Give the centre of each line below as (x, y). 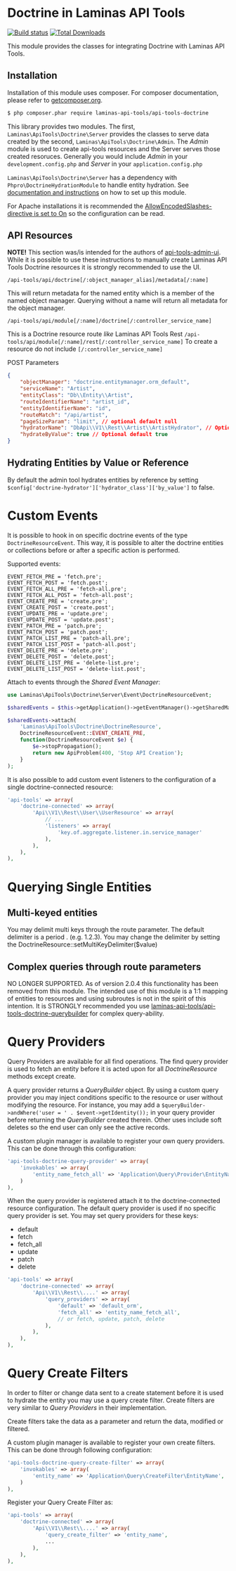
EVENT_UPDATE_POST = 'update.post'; (61, 620)
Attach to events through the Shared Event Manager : (84, 682)
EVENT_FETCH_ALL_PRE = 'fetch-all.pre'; (67, 589)
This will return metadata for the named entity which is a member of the (111, 293)
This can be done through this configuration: (72, 1148)
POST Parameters (33, 363)
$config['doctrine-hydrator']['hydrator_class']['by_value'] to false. (111, 487)
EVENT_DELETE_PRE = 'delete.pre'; (58, 650)
